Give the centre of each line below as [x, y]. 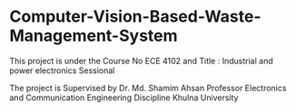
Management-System [94, 36]
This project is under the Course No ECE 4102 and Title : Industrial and [142, 61]
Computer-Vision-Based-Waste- [135, 17]
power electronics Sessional [62, 70]
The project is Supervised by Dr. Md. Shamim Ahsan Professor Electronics [148, 88]
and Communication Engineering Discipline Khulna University [124, 98]
